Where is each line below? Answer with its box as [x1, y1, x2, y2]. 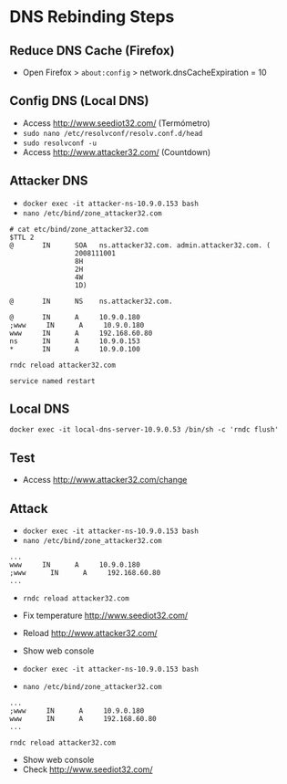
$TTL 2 [9, 233, 35, 242]
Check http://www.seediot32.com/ [22, 764, 153, 775]
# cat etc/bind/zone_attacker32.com [9, 225, 149, 234]
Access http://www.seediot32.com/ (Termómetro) [22, 117, 211, 129]
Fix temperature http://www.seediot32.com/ [22, 610, 189, 622]
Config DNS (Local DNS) [9, 93, 149, 109]
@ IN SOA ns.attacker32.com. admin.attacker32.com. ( [9, 240, 272, 250]
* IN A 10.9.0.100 [9, 344, 141, 353]
